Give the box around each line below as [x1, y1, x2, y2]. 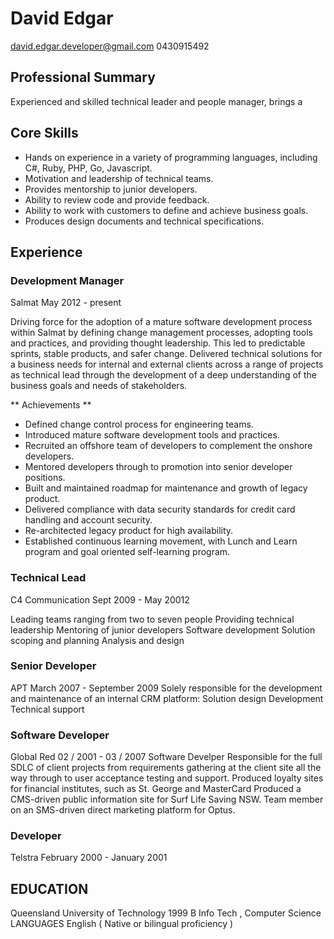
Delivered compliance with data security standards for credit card [24, 503, 296, 516]
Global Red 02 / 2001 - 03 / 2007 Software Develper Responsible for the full [10, 751, 323, 763]
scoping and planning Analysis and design [10, 634, 185, 646]
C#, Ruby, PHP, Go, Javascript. [24, 162, 153, 174]
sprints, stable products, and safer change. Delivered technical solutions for [10, 348, 323, 360]
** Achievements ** [10, 399, 92, 411]
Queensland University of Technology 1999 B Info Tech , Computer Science [10, 907, 322, 919]
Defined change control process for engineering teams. [24, 418, 254, 431]
